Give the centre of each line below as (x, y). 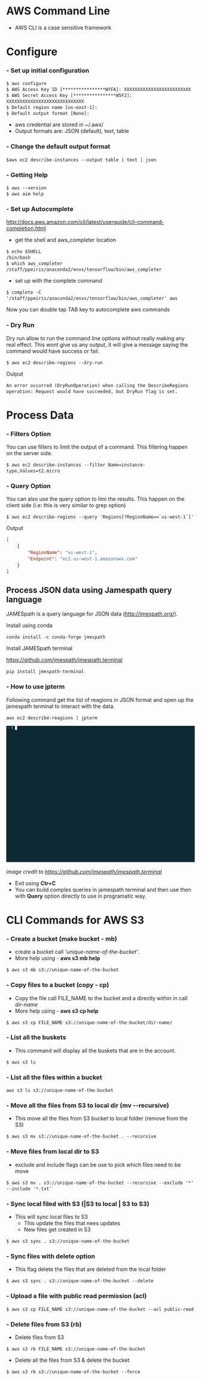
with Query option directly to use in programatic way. (80, 896)
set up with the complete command (59, 281)
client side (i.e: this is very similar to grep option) (66, 505)
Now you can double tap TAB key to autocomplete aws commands (88, 310)
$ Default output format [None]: (48, 114)
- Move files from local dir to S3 (53, 1152)
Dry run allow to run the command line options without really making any (96, 338)
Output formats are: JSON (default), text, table (72, 131)
